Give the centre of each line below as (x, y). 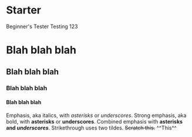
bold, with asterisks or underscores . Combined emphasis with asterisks (95, 121)
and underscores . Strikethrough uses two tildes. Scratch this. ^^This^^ (92, 128)
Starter (23, 10)
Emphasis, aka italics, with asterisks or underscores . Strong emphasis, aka (96, 115)
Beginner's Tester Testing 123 (42, 26)
